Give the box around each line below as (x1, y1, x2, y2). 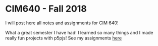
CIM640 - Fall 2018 (5, 3, 87, 15)
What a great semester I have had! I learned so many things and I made (5, 29, 153, 35)
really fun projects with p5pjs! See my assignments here (5, 35, 122, 41)
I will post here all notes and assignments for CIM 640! (5, 20, 119, 26)
